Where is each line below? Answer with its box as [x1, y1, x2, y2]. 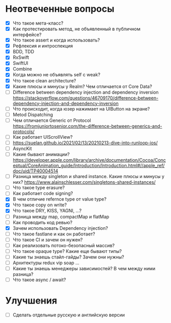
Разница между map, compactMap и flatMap [12, 213, 110, 220]
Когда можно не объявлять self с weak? [12, 72, 101, 78]
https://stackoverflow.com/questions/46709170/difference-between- [12, 95, 159, 101]
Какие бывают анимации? [12, 152, 70, 158]
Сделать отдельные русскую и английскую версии [12, 312, 125, 318]
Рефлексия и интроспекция [12, 43, 73, 49]
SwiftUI [12, 60, 29, 67]
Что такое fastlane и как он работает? [12, 231, 96, 237]
